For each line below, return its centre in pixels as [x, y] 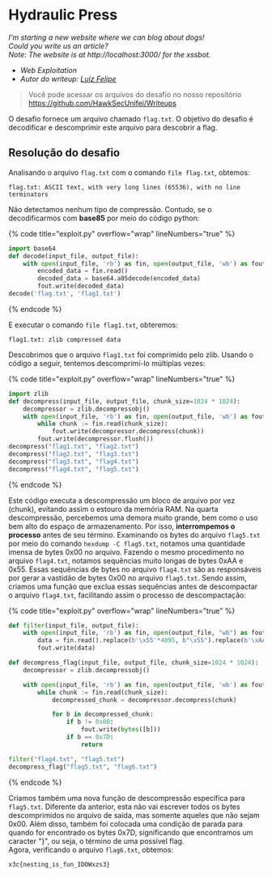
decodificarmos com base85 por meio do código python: [104, 218]
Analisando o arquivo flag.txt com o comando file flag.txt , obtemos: [129, 172]
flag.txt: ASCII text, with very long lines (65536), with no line [125, 187]
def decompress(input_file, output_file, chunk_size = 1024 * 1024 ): [125, 401]
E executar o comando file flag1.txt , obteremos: [93, 325]
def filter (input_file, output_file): [74, 625]
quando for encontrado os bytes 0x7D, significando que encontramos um [131, 832]
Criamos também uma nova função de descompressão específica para [127, 798]
